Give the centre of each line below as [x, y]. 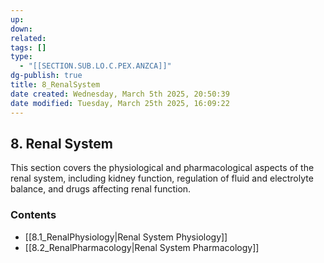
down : [21, 29]
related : [28, 38]
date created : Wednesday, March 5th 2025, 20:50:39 [120, 94]
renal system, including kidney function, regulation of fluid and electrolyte [162, 178]
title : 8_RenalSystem [55, 85]
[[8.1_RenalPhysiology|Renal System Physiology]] [126, 237]
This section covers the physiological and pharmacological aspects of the [162, 168]
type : [21, 57]
